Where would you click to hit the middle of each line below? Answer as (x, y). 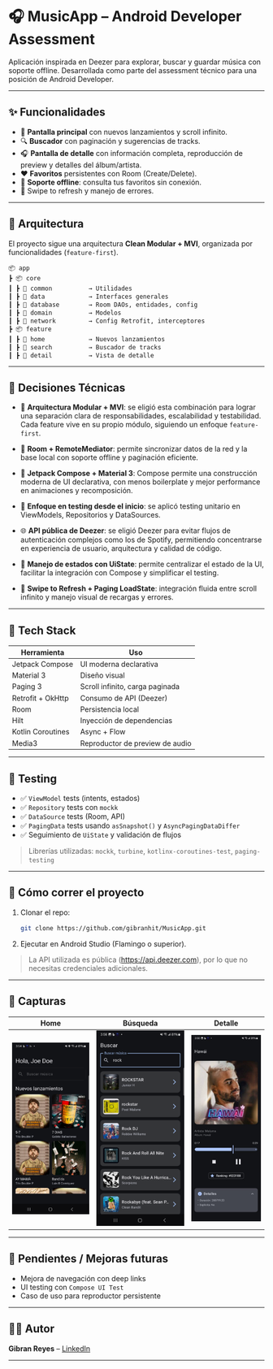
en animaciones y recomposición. (76, 491)
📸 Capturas (37, 1001)
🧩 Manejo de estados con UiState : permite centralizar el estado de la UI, (142, 564)
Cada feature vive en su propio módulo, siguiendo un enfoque (124, 425)
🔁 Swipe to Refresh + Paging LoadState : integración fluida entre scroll (139, 589)
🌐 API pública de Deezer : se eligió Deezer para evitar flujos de (126, 531)
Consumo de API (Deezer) (124, 698)
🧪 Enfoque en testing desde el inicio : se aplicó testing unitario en (130, 506)
